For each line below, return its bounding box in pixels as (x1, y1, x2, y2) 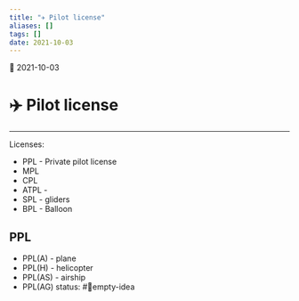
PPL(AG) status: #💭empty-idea (21, 281, 135, 292)
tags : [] (9, 29, 42, 38)
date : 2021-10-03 (9, 37, 74, 47)
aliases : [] (9, 21, 53, 30)
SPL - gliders (21, 194, 70, 205)
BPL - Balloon (21, 204, 73, 215)
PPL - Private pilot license (21, 157, 117, 167)
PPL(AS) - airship (21, 273, 86, 282)
